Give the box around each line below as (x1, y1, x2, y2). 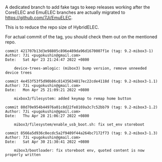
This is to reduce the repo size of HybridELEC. (5, 24, 100, 30)
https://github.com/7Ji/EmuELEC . (5, 15, 73, 20)
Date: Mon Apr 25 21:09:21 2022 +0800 (5, 87, 90, 92)
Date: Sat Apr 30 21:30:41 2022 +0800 (5, 139, 90, 144)
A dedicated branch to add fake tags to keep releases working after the (5, 4, 150, 10)
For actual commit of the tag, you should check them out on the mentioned (5, 34, 158, 40)
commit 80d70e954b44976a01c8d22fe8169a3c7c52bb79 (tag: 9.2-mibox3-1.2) (5, 105, 158, 110)
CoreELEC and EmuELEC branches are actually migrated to (5, 9, 125, 15)
